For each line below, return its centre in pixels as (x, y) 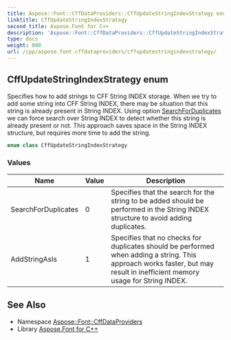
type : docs (23, 39)
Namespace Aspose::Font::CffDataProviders (80, 321)
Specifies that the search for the (163, 192)
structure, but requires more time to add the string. (79, 133)
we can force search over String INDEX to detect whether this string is (107, 118)
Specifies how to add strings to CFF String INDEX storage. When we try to (112, 96)
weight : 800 (24, 45)
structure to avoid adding (152, 218)
